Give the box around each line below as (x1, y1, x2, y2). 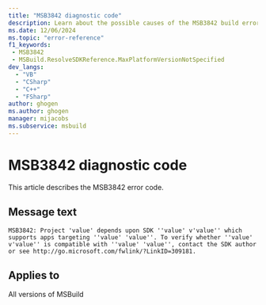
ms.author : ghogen (8, 108, 69, 116)
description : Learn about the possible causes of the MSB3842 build (8, 19, 239, 27)
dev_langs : (8, 63, 44, 71)
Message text (8, 205, 78, 219)
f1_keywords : (8, 41, 51, 49)
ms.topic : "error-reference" (8, 33, 104, 42)
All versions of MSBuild (8, 290, 85, 299)
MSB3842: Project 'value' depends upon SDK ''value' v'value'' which (8, 227, 243, 234)
